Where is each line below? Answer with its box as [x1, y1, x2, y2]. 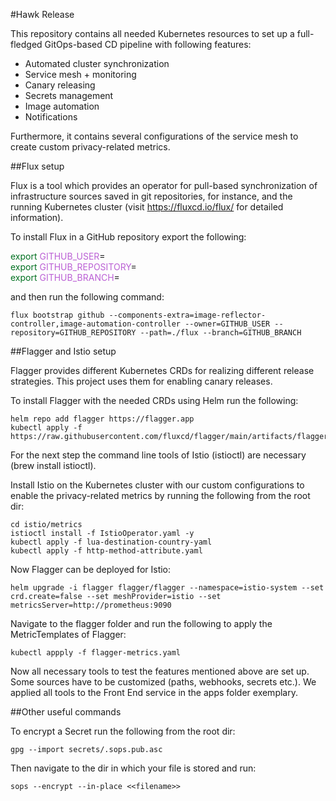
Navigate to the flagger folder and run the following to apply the [10, 618, 273, 629]
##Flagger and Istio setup [10, 345, 117, 357]
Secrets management [24, 90, 114, 101]
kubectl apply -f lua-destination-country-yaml [10, 537, 213, 547]
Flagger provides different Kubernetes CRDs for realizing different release [10, 365, 315, 376]
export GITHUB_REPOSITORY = [10, 261, 137, 273]
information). [10, 212, 64, 223]
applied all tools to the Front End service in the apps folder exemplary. [10, 687, 298, 698]
